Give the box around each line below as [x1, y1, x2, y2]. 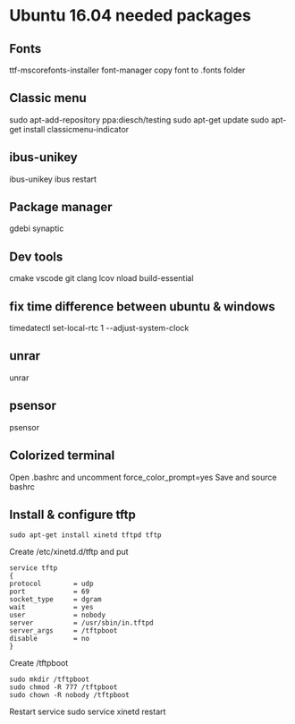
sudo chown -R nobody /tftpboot [9, 691, 130, 700]
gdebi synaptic [9, 223, 64, 234]
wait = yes [9, 603, 94, 612]
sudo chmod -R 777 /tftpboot [9, 683, 118, 692]
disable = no [9, 635, 90, 643]
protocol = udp [9, 579, 94, 589]
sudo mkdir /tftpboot [9, 675, 90, 685]
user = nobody [9, 610, 105, 620]
